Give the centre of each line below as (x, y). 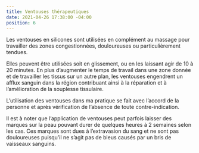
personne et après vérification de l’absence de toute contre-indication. (93, 107)
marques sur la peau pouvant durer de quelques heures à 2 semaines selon (99, 125)
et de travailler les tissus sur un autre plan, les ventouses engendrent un (95, 76)
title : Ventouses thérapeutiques (48, 12)
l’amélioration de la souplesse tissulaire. (55, 89)
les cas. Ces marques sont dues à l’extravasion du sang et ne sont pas (93, 131)
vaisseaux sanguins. (31, 144)
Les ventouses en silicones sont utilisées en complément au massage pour (98, 40)
